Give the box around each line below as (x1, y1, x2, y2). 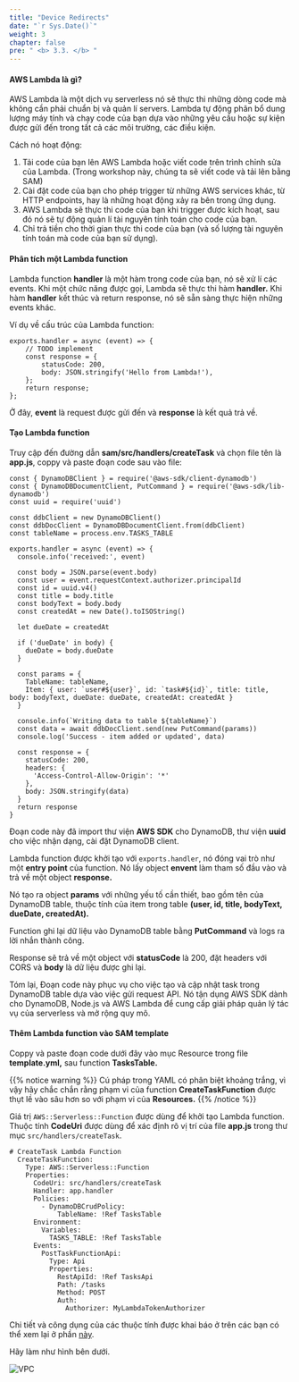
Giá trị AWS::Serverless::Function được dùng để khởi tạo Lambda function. (9, 1110, 286, 1122)
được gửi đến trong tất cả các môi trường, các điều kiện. (9, 122, 216, 133)
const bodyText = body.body (17, 599, 122, 608)
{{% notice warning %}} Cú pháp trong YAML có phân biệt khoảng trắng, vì (9, 1074, 287, 1085)
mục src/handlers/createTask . (9, 1130, 122, 1141)
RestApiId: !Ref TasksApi (56, 1272, 154, 1281)
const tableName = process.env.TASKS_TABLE (9, 528, 174, 537)
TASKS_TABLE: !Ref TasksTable (48, 1233, 162, 1243)
